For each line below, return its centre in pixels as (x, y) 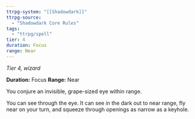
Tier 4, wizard (23, 68)
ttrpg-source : (24, 17)
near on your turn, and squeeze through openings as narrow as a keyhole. (98, 109)
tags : (13, 29)
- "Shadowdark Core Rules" (45, 23)
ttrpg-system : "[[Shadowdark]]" (46, 12)
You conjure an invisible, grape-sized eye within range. (74, 91)
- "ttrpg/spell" (32, 34)
